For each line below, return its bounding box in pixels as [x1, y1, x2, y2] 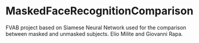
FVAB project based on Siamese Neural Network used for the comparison [5, 24, 186, 31]
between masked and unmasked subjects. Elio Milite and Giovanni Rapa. [5, 30, 183, 37]
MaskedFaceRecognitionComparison [5, 4, 194, 18]
